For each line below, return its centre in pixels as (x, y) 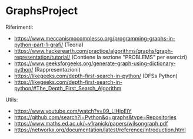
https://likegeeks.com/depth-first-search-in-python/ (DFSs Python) (96, 76)
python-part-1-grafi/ (39, 45)
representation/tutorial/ (42, 57)
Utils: (12, 99)
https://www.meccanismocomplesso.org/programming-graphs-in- (95, 38)
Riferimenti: (19, 27)
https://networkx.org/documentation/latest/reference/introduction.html (100, 130)
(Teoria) (74, 45)
